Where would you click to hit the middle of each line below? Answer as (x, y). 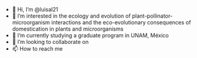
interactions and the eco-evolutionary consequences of (121, 22)
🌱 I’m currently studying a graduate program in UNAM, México (90, 35)
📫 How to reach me (37, 49)
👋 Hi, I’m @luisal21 (35, 9)
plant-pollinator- (152, 16)
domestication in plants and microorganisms (68, 29)
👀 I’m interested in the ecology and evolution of (71, 16)
